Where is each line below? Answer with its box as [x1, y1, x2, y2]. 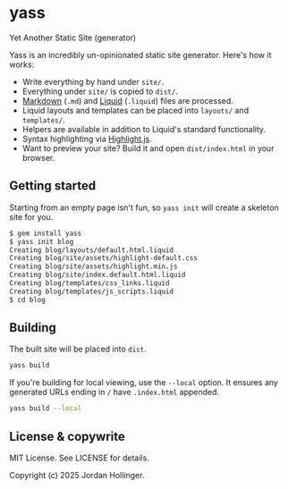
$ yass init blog [9, 237, 74, 246]
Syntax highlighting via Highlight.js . [21, 133, 152, 144]
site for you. [9, 211, 54, 222]
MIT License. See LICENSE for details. [9, 452, 149, 463]
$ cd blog [9, 295, 47, 304]
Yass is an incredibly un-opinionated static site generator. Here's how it [9, 49, 272, 60]
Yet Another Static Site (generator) [9, 32, 137, 43]
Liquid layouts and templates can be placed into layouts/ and [21, 105, 249, 115]
